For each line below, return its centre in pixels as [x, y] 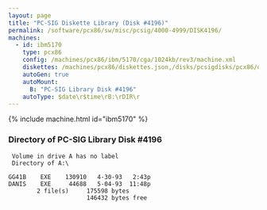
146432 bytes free [117, 198]
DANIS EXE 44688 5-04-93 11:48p [79, 184]
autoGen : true [46, 74]
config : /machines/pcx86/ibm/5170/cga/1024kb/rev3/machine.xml [130, 60]
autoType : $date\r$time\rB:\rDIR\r [81, 97]
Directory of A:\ [40, 163]
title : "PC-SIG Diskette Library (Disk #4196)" [89, 23]
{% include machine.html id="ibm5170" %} [78, 119]
